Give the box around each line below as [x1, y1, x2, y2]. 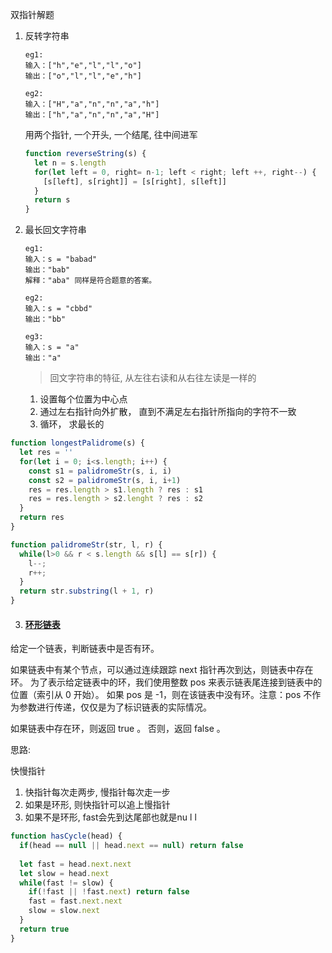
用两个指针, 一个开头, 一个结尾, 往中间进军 [24, 129, 198, 140]
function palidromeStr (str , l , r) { [10, 539, 163, 550]
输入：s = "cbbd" [24, 304, 93, 314]
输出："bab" [24, 265, 71, 275]
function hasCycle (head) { [10, 831, 123, 842]
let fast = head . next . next [19, 859, 132, 869]
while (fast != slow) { [19, 878, 114, 888]
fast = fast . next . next [28, 896, 123, 907]
